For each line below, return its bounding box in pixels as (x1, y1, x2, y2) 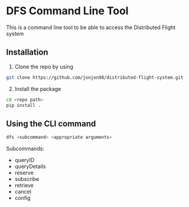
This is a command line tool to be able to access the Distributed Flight (6, 24, 176, 31)
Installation (6, 47, 48, 58)
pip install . (6, 102, 41, 108)
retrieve (14, 182, 34, 189)
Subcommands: (6, 145, 44, 152)
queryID (14, 157, 35, 164)
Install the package (14, 85, 61, 93)
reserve (14, 169, 34, 176)
